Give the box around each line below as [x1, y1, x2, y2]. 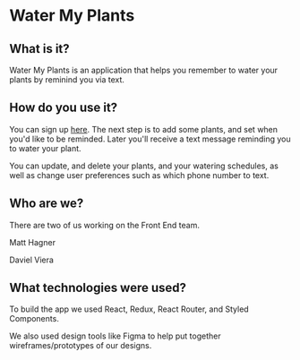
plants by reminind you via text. [9, 74, 125, 85]
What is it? [9, 41, 70, 56]
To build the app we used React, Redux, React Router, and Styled [9, 304, 249, 314]
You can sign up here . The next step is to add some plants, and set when [9, 124, 279, 134]
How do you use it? [9, 100, 118, 116]
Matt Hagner [9, 236, 56, 247]
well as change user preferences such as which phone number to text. [9, 169, 270, 180]
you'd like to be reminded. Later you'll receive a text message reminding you [9, 133, 291, 144]
